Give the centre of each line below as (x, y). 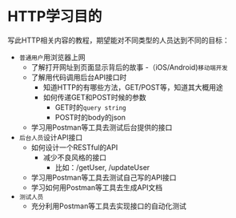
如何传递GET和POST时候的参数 (94, 97)
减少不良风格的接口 (75, 157)
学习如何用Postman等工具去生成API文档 (97, 187)
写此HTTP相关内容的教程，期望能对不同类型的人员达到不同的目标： (118, 40)
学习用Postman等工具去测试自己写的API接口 (104, 177)
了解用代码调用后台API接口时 (79, 77)
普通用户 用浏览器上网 (52, 57)
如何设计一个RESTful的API (74, 147)
